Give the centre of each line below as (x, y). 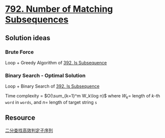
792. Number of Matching (59, 9)
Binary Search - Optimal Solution (45, 75)
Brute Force (19, 52)
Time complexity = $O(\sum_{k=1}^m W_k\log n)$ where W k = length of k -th (82, 96)
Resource (20, 118)
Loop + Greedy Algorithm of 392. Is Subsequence (56, 62)
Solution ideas (28, 38)
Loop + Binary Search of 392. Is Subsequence (53, 86)
